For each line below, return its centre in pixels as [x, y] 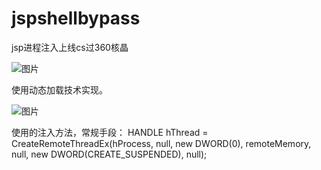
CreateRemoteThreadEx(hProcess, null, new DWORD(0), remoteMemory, [161, 143]
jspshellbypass [76, 18]
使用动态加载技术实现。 [59, 89]
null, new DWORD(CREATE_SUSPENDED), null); [109, 154]
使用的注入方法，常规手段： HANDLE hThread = [110, 132]
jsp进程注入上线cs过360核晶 [70, 47]
